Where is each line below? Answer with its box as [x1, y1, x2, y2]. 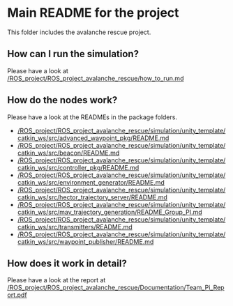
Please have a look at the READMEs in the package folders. [7, 113, 178, 121]
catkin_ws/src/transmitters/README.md [17, 222, 133, 231]
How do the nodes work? [7, 94, 118, 106]
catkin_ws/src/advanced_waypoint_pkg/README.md [17, 134, 170, 142]
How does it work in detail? [7, 257, 127, 269]
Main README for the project [7, 5, 179, 21]
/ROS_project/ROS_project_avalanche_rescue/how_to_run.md [7, 74, 184, 82]
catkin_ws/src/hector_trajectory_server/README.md [17, 193, 167, 201]
